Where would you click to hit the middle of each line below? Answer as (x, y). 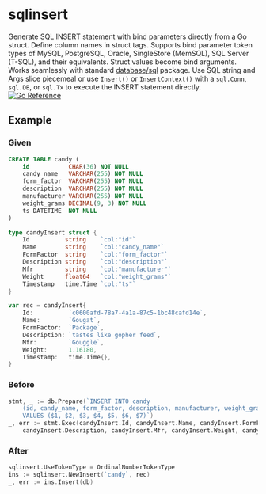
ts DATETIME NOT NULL (60, 211)
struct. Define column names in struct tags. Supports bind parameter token (131, 44)
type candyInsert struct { (53, 232)
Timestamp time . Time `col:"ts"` (79, 284)
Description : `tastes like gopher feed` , (91, 335)
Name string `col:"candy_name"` (93, 247)
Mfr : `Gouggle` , (63, 342)
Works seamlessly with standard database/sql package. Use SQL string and (132, 70)
